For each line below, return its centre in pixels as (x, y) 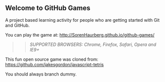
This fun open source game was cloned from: (52, 59)
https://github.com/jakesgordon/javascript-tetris (55, 64)
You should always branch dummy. (41, 74)
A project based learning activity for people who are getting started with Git (82, 20)
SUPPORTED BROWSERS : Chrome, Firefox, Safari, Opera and (93, 44)
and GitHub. (17, 25)
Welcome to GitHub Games (48, 8)
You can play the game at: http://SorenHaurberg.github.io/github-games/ (80, 35)
